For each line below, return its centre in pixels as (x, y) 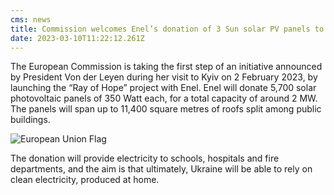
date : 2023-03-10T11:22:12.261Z (77, 38)
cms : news (31, 19)
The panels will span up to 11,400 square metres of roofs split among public (166, 109)
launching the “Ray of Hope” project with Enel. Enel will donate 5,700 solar (163, 88)
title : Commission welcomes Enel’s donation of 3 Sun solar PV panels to (167, 29)
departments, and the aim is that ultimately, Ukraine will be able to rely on (161, 169)
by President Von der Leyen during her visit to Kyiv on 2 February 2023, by (164, 77)
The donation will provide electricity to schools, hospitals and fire (145, 158)
